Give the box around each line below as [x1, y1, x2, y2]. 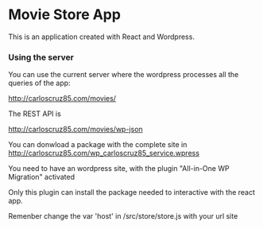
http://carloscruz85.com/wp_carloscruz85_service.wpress [8, 149, 200, 158]
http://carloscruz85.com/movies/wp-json [8, 125, 143, 134]
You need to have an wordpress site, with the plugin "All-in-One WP [8, 164, 230, 173]
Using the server [8, 52, 74, 63]
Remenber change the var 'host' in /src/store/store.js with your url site [8, 212, 238, 221]
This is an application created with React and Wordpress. [8, 32, 195, 41]
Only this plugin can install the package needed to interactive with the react [8, 188, 256, 197]
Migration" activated [8, 173, 75, 182]
